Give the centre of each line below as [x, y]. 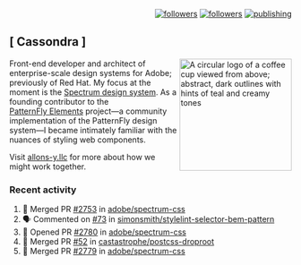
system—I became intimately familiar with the [93, 130]
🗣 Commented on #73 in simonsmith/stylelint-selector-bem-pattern [148, 219]
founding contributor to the [59, 101]
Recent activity [43, 190]
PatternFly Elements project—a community [88, 111]
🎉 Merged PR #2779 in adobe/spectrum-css [103, 252]
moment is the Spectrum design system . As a [93, 92]
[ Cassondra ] [48, 42]
